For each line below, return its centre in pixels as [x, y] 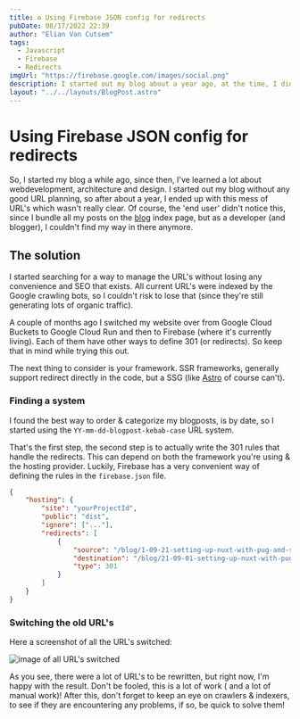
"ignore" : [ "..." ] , [78, 525]
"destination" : [101, 558]
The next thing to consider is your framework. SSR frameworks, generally [144, 368]
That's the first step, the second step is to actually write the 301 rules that [145, 447]
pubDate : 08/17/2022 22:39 [59, 26]
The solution [45, 255]
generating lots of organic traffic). [71, 305]
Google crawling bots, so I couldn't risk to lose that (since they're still [136, 296]
